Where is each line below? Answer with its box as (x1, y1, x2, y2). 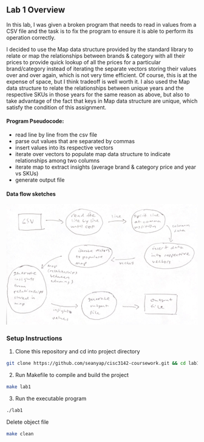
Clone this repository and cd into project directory (15, 348, 140, 355)
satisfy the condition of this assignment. (6, 103, 107, 111)
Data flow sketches (6, 190, 56, 197)
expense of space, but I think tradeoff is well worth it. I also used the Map (6, 78, 190, 85)
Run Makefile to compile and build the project (15, 372, 129, 379)
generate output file (15, 176, 65, 184)
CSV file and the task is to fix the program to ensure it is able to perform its (6, 27, 194, 35)
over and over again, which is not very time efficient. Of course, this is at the (6, 71, 197, 78)
